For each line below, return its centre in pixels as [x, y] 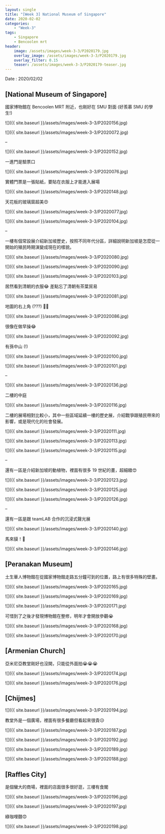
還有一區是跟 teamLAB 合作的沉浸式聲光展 [48, 519]
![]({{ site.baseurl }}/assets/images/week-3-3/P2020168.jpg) [66, 626]
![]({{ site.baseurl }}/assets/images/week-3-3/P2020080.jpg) [67, 257]
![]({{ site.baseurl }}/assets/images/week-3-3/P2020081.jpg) [67, 296]
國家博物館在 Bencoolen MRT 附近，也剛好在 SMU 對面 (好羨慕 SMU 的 [77, 107]
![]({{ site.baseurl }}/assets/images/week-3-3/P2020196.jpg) [66, 797]
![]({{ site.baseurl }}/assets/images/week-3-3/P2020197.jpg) [66, 806]
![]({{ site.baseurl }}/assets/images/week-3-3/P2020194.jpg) [67, 710]
